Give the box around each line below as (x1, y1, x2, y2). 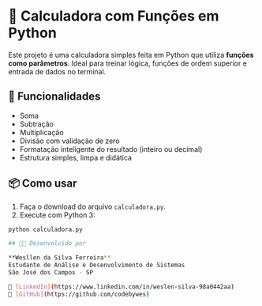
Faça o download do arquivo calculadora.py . (19, 202, 166, 211)
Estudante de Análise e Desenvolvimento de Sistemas (8, 261, 185, 270)
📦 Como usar (8, 177, 77, 191)
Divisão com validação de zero (19, 136, 120, 145)
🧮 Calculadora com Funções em (8, 7, 219, 25)
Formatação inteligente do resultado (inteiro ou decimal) (19, 144, 203, 153)
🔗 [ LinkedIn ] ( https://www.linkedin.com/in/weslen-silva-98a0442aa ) (8, 282, 235, 291)
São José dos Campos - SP (8, 269, 93, 277)
